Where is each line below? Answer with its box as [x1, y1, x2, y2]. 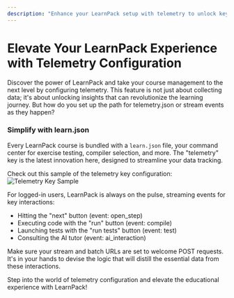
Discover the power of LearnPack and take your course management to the [7, 78, 224, 87]
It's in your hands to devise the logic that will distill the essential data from [7, 254, 219, 262]
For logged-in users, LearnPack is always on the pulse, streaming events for [7, 190, 226, 199]
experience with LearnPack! [7, 283, 88, 291]
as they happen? [7, 107, 55, 116]
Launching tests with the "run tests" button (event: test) [17, 226, 178, 234]
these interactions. [7, 262, 61, 270]
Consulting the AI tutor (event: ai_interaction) [17, 233, 146, 241]
